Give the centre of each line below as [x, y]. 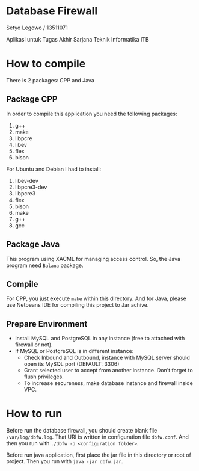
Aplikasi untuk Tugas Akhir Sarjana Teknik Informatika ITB [78, 39]
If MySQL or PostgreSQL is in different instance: [74, 351]
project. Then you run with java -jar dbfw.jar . [65, 461]
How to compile [46, 64]
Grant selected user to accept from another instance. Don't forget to [109, 371]
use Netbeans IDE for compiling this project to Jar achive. [78, 305]
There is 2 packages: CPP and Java [51, 80]
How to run [34, 414]
